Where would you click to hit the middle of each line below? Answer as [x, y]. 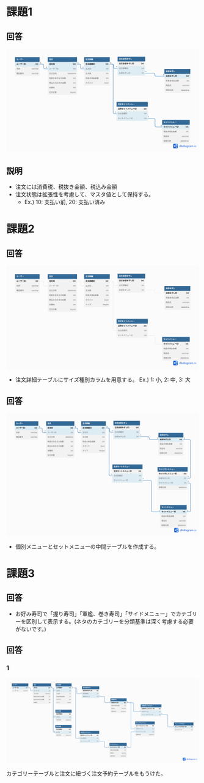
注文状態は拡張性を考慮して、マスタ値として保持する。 [85, 194]
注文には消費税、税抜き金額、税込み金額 [66, 186]
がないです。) [31, 629]
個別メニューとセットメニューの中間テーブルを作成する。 [87, 546]
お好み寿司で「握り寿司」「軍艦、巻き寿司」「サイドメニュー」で [95, 614]
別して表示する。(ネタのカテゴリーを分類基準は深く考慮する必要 [113, 621]
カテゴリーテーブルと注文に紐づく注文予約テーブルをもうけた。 [86, 774]
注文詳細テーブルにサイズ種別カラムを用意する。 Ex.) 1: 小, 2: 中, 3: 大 [103, 380]
